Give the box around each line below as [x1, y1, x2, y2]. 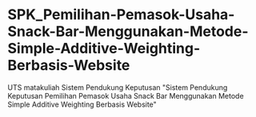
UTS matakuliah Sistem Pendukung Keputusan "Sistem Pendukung [7, 82, 228, 92]
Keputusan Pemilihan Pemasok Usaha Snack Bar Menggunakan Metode [7, 91, 245, 100]
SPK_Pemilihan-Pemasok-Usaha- [7, 6, 235, 24]
